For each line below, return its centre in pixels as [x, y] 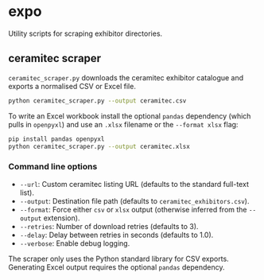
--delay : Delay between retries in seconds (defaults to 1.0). [116, 235]
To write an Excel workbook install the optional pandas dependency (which [130, 116]
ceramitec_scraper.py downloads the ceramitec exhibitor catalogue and [126, 77]
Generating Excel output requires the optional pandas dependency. [116, 267]
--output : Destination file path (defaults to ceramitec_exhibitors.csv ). [134, 200]
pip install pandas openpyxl [56, 139]
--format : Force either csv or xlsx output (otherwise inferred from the [134, 209]
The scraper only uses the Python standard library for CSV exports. [118, 259]
